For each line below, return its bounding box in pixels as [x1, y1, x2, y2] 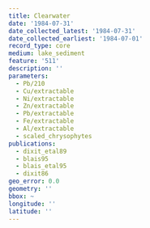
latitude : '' [8, 207, 53, 215]
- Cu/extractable [15, 87, 75, 95]
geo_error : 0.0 [8, 177, 60, 186]
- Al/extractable [15, 125, 75, 133]
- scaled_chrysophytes [15, 132, 92, 140]
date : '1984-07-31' [8, 19, 75, 27]
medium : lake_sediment [8, 49, 85, 57]
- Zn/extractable [15, 102, 75, 110]
